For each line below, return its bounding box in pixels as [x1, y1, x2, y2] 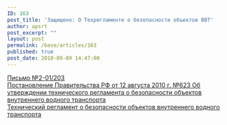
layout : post [7, 36, 45, 43]
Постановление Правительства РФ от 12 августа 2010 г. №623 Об [7, 80, 201, 89]
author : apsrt [7, 23, 48, 30]
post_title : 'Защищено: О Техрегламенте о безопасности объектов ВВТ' [7, 16, 214, 23]
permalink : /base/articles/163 [7, 42, 97, 49]
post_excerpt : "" [7, 29, 57, 36]
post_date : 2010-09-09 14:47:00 [7, 55, 100, 62]
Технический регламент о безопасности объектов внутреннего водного [7, 102, 220, 111]
